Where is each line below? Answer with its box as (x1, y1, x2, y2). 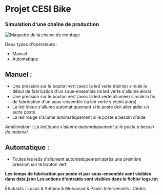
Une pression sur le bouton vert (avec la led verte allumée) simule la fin (12, 94, 156, 100)
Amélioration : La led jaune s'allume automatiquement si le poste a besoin (5, 124, 154, 130)
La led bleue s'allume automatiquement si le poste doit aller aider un (12, 104, 149, 110)
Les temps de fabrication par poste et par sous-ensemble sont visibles (5, 171, 151, 177)
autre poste (12, 109, 36, 115)
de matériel (5, 129, 28, 135)
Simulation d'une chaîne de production (5, 21, 99, 28)
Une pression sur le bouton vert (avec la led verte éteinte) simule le (12, 83, 147, 89)
